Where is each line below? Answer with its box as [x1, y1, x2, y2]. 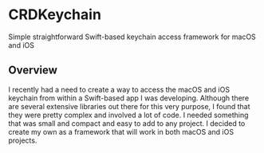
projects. [8, 135, 37, 145]
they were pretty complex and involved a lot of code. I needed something [8, 110, 249, 120]
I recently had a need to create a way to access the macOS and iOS [8, 84, 230, 94]
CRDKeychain [8, 6, 102, 24]
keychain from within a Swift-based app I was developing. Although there [8, 93, 250, 103]
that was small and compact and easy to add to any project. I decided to [8, 118, 246, 128]
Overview [8, 64, 58, 77]
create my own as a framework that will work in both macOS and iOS [8, 127, 234, 136]
